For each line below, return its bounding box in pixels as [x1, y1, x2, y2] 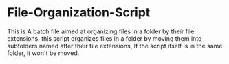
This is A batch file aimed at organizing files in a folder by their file [7, 27, 195, 35]
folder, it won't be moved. [7, 49, 80, 57]
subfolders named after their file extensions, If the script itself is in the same [7, 42, 223, 50]
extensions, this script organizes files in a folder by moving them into [7, 34, 202, 42]
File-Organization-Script [7, 5, 151, 20]
